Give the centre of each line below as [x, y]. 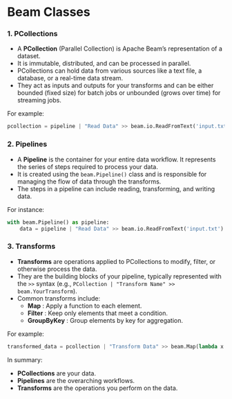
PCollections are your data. [57, 373]
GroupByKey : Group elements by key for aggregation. [105, 320]
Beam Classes [49, 12]
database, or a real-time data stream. [70, 78]
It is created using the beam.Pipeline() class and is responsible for [112, 174]
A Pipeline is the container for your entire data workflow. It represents [116, 159]
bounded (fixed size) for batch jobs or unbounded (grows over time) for [119, 93]
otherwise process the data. [57, 269]
